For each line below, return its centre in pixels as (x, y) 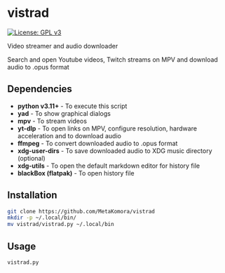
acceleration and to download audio (69, 135)
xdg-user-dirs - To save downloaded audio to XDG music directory (115, 151)
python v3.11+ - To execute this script (72, 106)
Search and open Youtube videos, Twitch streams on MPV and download (113, 59)
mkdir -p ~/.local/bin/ (42, 218)
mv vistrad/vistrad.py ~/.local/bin (61, 225)
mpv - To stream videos (52, 121)
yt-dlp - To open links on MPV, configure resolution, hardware (107, 128)
